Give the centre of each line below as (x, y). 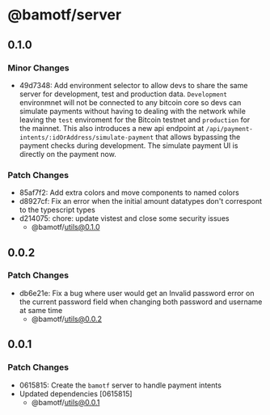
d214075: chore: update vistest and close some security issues (124, 218)
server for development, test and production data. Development (123, 94)
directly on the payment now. (67, 154)
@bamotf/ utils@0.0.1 (65, 402)
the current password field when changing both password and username (141, 302)
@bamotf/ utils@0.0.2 (67, 319)
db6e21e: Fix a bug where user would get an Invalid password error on (137, 293)
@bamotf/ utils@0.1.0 (65, 227)
